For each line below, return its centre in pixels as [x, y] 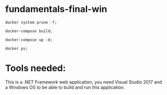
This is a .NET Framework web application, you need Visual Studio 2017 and [83, 82]
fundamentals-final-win [56, 9]
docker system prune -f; [31, 22]
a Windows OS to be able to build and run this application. [65, 87]
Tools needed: [36, 68]
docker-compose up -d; [29, 40]
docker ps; [17, 48]
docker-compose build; [29, 31]
